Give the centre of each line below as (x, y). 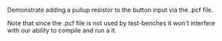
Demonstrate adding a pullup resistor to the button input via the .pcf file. (110, 10)
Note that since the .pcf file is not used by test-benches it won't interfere (111, 23)
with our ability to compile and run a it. (62, 30)
